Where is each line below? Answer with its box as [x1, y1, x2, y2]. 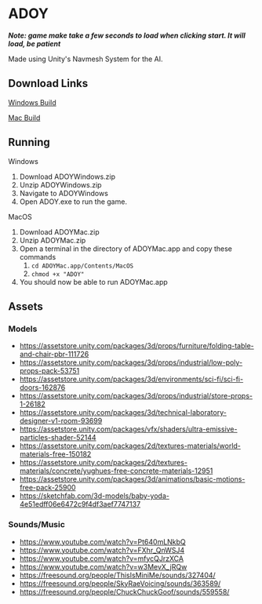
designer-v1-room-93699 [19, 417, 103, 426]
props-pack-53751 [19, 366, 80, 376]
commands [19, 252, 56, 261]
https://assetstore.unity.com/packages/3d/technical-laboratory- [19, 408, 227, 417]
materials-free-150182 [19, 449, 92, 459]
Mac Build [8, 113, 41, 122]
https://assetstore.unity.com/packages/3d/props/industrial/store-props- [19, 391, 253, 401]
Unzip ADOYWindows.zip [19, 180, 102, 189]
